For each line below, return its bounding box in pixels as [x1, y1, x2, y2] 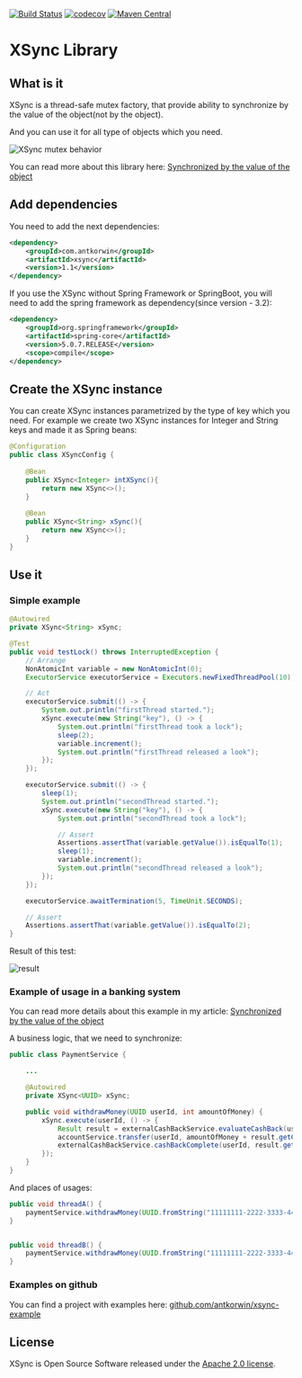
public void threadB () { [9, 1240, 102, 1249]
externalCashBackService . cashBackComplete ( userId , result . [57, 1141, 283, 1150]
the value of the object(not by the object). [9, 109, 164, 120]
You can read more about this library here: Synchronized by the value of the [9, 162, 290, 172]
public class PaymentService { [9, 1051, 127, 1060]
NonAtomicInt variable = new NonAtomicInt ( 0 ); [25, 664, 203, 674]
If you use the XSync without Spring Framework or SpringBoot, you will [9, 288, 272, 299]
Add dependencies [9, 197, 119, 212]
